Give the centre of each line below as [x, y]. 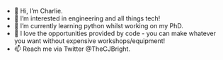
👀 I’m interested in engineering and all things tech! [87, 18]
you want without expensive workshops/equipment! [90, 41]
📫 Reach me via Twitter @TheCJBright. [72, 49]
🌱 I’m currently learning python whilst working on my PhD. [99, 26]
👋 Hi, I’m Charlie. [38, 11]
